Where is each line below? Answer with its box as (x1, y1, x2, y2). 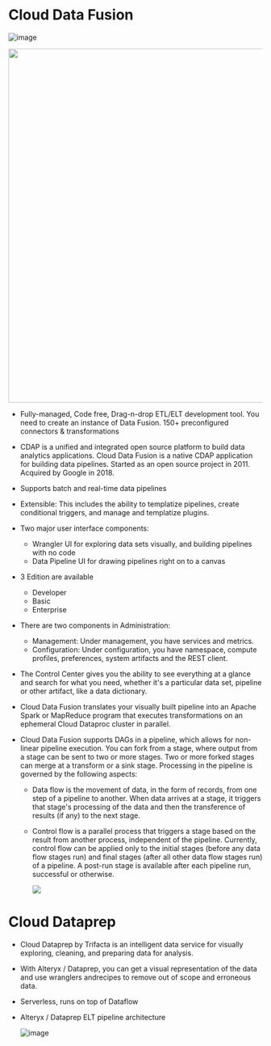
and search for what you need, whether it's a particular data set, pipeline (19, 677, 262, 687)
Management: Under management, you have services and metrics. (31, 636, 254, 646)
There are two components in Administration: (19, 620, 171, 630)
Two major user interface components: (19, 523, 149, 533)
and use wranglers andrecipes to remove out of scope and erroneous (19, 972, 252, 982)
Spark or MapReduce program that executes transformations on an (19, 710, 244, 720)
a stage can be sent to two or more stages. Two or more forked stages (19, 752, 255, 761)
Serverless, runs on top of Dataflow (19, 997, 139, 1006)
